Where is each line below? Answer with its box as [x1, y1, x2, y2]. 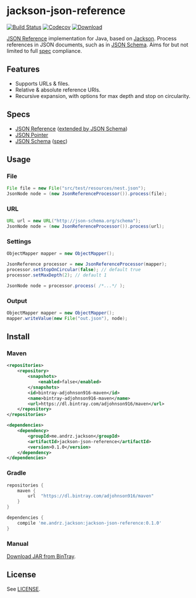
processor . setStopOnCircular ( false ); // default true [6, 267, 141, 273]
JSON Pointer [15, 131, 49, 138]
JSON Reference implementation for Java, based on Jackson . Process [6, 35, 177, 42]
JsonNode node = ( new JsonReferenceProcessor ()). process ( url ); [6, 224, 165, 229]
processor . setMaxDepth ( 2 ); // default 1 [6, 272, 107, 278]
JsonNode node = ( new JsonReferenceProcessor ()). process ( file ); [6, 191, 167, 197]
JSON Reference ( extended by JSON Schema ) [15, 125, 128, 132]
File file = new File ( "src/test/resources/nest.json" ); [6, 185, 146, 191]
